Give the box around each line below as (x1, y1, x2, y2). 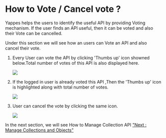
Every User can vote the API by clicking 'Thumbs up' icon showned (12, 54, 150, 60)
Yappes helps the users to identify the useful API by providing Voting (5, 20, 146, 26)
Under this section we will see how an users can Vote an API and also (5, 40, 147, 46)
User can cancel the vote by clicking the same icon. (12, 103, 118, 109)
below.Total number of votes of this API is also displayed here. (12, 60, 140, 66)
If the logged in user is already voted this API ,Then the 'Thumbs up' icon (12, 79, 162, 85)
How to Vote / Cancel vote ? (5, 3, 121, 15)
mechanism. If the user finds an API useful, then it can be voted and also (5, 25, 154, 31)
